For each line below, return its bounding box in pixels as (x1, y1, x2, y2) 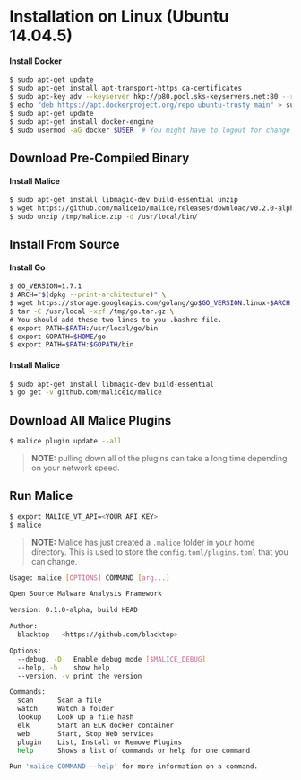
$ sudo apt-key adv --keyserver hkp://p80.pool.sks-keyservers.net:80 (9, 92, 279, 101)
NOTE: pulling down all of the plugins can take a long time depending (30, 452, 288, 463)
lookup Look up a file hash (17, 713, 134, 722)
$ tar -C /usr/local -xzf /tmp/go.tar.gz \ (9, 307, 175, 316)
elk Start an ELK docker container (17, 721, 175, 730)
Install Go (9, 262, 46, 273)
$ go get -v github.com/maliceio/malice (9, 388, 163, 397)
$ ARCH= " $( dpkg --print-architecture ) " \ (9, 290, 167, 300)
